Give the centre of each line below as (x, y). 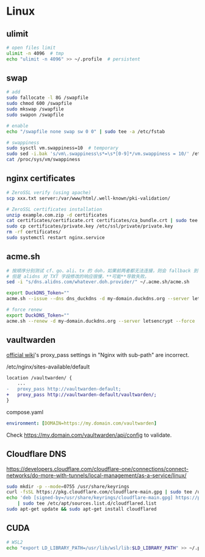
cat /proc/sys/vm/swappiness (43, 160)
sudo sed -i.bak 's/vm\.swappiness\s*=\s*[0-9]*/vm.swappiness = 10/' (98, 154)
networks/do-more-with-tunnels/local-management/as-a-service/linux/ (97, 475)
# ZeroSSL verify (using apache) (49, 192)
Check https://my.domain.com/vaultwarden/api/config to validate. (89, 435)
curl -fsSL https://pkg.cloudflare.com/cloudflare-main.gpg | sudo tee (99, 492)
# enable (17, 126)
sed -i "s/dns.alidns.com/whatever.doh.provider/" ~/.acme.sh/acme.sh (98, 282)
